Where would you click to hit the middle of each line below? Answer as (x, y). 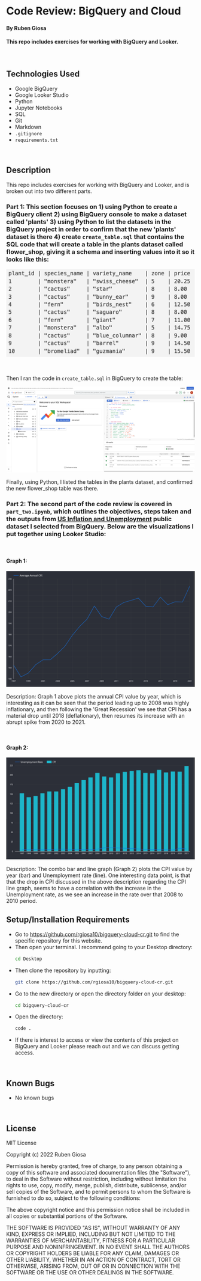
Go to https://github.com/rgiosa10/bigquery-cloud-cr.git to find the (97, 934)
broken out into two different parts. (49, 191)
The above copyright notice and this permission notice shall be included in (98, 1209)
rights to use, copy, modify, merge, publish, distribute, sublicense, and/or (96, 1185)
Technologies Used (43, 74)
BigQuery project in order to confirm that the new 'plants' (91, 229)
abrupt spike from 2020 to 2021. (46, 722)
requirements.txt (36, 140)
